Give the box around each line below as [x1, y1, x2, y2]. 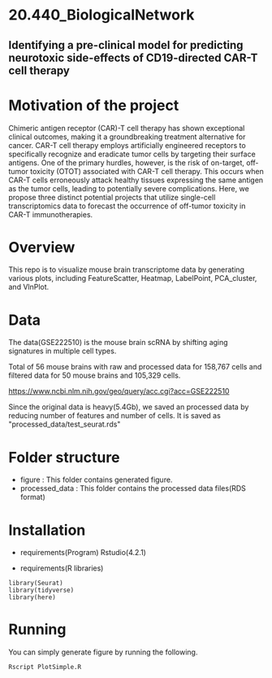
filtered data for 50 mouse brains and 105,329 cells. [8, 370, 181, 380]
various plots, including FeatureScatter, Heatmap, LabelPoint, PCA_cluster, [8, 273, 257, 283]
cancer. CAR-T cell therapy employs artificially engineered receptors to [8, 140, 246, 150]
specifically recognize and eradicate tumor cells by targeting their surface [8, 149, 256, 159]
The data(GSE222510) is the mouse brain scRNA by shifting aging [8, 338, 229, 348]
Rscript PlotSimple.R [8, 663, 82, 671]
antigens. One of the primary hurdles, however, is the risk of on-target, [8, 157, 245, 168]
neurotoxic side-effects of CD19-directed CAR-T [8, 50, 258, 64]
